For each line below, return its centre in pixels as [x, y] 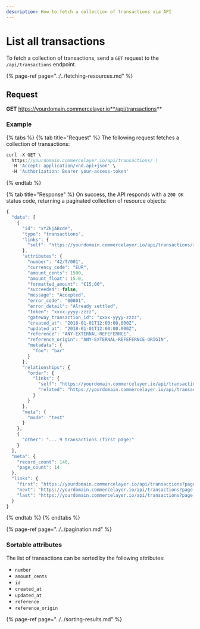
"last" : [26, 495]
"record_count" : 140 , [43, 462]
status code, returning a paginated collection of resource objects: [86, 201]
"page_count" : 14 [38, 468]
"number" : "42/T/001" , [56, 262]
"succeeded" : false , [53, 290]
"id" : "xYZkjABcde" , [47, 228]
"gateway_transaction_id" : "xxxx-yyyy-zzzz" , [85, 317]
